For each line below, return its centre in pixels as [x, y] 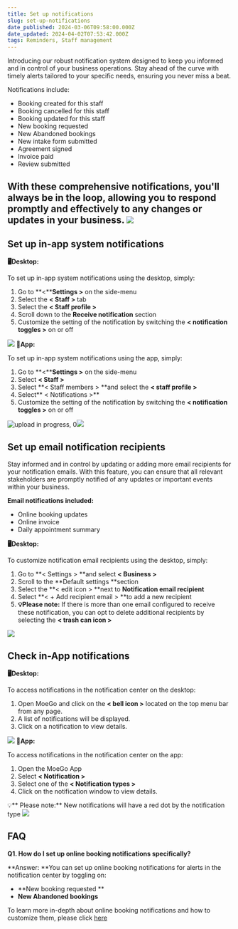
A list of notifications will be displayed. [74, 718]
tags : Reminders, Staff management [60, 41]
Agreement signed [45, 149]
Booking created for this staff [60, 103]
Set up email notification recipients [86, 447]
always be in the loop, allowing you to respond [112, 198]
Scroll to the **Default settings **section [78, 582]
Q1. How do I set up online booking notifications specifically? [99, 853]
